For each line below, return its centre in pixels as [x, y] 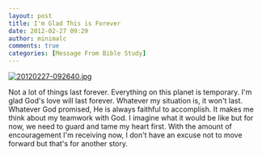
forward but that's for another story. [68, 143]
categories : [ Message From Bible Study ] [78, 53]
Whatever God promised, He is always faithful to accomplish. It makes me [131, 109]
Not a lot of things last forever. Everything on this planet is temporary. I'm [130, 92]
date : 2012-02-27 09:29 [49, 31]
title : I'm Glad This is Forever [65, 23]
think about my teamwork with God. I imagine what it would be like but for [131, 118]
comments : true [34, 46]
